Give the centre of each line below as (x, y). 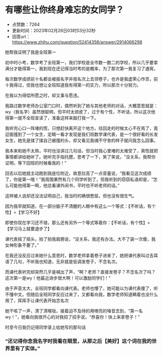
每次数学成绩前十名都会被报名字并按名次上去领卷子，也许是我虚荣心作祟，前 (81, 79)
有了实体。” (27, 348)
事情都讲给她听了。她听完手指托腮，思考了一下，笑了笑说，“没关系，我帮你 (81, 157)
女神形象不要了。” (22, 245)
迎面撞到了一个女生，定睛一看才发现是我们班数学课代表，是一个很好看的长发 (81, 134)
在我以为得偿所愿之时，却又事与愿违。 (43, 95)
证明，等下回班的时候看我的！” (36, 163)
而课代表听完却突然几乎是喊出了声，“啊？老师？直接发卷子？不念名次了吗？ (81, 272)
